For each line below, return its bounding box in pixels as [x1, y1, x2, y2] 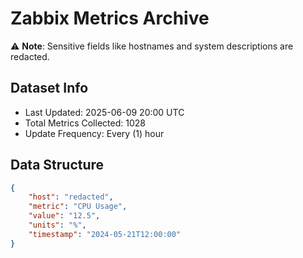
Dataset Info [10, 80, 89, 97]
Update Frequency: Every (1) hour [24, 127, 165, 139]
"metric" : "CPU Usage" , [28, 202, 128, 212]
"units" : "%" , [28, 220, 87, 231]
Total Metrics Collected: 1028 [24, 117, 146, 129]
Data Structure [10, 157, 105, 174]
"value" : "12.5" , [28, 211, 101, 221]
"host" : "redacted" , [28, 192, 114, 202]
